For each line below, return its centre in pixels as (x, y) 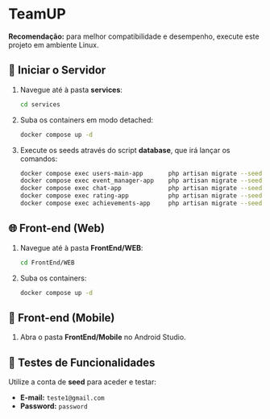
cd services (40, 104)
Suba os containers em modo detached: (87, 120)
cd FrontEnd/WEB (47, 263)
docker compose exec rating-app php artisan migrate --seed (141, 196)
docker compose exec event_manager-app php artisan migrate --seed (141, 181)
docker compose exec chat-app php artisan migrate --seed (141, 189)
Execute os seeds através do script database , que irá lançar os (125, 150)
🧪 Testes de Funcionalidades (82, 362)
